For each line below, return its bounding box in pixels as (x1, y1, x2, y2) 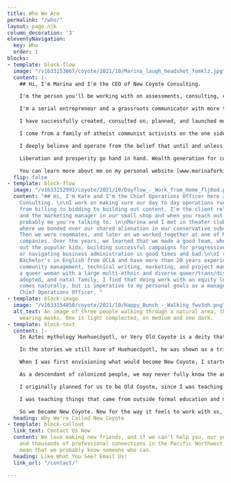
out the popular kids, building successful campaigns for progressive (19, 244, 226, 251)
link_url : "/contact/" (13, 459, 78, 466)
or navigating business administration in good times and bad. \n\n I (19, 250, 220, 257)
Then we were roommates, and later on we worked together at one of (19, 231, 220, 238)
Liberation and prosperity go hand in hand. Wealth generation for (19, 155, 217, 162)
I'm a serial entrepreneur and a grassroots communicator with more (19, 105, 220, 112)
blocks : (7, 55, 30, 62)
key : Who (13, 42, 38, 49)
